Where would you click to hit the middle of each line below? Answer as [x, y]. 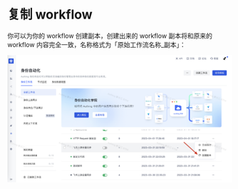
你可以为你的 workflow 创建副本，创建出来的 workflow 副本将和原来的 [110, 36]
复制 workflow [50, 15]
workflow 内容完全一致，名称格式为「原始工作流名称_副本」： [97, 44]
